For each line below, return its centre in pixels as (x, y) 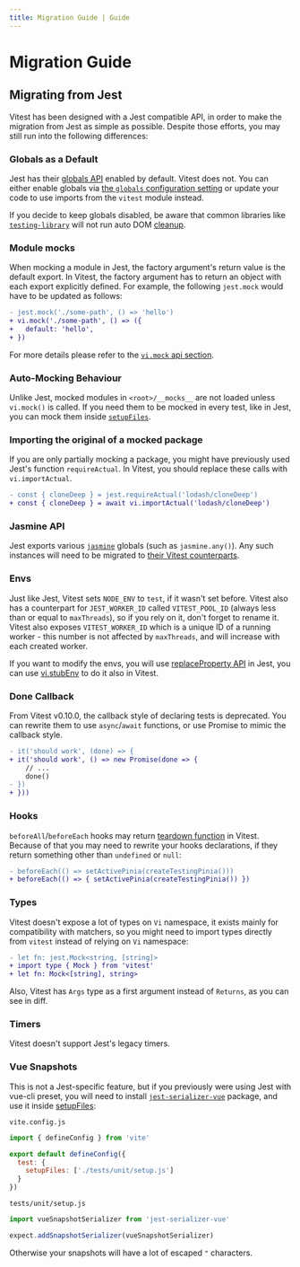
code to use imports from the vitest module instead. (107, 198)
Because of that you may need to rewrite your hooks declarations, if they (144, 845)
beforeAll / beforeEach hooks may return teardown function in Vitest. (134, 835)
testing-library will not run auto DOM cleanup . (98, 224)
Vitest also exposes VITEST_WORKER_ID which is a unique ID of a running (140, 627)
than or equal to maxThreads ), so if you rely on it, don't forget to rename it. (144, 617)
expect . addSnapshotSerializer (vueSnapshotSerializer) (112, 1236)
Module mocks (43, 248)
